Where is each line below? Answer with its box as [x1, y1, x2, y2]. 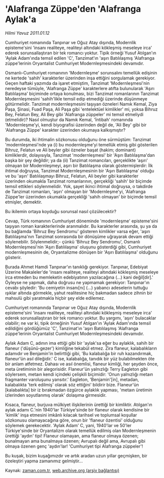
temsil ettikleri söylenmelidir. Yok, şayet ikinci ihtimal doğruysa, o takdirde [5, 183, 153, 189]
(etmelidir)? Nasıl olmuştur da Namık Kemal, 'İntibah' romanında [5, 117, 133, 122]
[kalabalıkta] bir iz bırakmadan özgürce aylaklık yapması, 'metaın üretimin [5, 387, 153, 393]
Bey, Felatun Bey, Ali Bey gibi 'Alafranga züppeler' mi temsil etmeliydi [5, 111, 144, 117]
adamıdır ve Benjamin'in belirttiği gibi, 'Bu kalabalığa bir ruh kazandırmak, [5, 350, 153, 356]
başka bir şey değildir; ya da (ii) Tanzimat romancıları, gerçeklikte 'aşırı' [5, 157, 148, 163]
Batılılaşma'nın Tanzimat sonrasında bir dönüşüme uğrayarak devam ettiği [5, 234, 154, 239]
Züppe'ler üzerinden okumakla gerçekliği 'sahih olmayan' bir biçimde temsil [5, 193, 157, 199]
